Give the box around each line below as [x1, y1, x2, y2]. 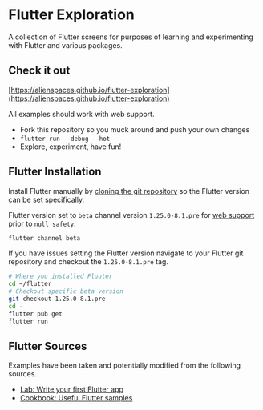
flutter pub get [8, 310, 63, 318]
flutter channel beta [8, 234, 81, 242]
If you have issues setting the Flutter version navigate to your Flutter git [8, 248, 244, 258]
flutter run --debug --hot [19, 135, 111, 143]
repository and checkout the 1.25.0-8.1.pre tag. [8, 257, 168, 267]
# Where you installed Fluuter [8, 272, 113, 281]
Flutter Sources [8, 339, 87, 353]
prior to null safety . [8, 219, 76, 228]
